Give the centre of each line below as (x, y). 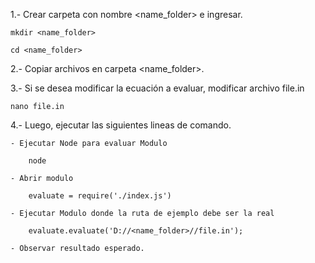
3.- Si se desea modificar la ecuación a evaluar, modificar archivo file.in (157, 88)
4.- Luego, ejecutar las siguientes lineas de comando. (121, 125)
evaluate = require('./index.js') (100, 196)
